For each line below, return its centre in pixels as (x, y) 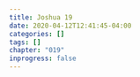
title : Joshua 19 (41, 17)
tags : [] (25, 42)
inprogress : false (43, 58)
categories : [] (37, 34)
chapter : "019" (37, 50)
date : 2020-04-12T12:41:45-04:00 (70, 26)
